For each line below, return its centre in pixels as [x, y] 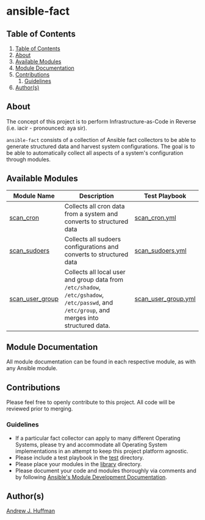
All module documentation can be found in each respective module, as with [101, 362]
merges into [81, 318]
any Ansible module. [32, 368]
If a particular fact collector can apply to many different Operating [98, 438]
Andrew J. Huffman [31, 511]
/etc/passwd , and [89, 302]
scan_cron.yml [155, 217]
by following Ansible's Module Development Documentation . [91, 477]
